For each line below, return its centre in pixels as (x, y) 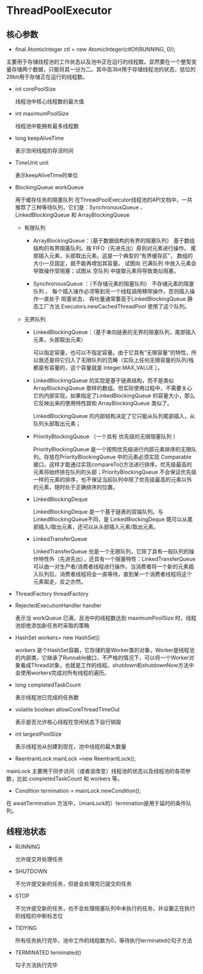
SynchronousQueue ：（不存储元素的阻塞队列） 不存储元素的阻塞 (114, 284)
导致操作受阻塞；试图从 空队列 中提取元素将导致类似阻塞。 (106, 271)
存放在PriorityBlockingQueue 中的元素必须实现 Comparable (118, 457)
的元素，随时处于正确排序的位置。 (76, 487)
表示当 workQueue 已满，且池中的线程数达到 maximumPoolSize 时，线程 (105, 618)
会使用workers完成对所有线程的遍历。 (62, 673)
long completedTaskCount (48, 685)
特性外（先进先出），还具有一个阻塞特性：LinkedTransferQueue (117, 559)
